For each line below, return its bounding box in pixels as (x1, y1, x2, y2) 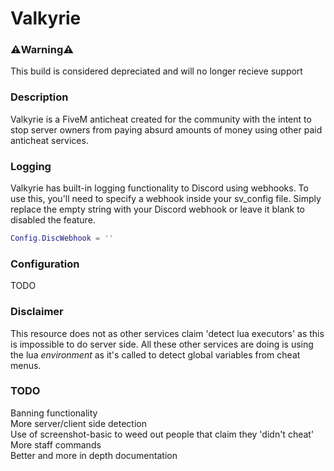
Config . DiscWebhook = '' (10, 233, 114, 244)
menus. (10, 359, 42, 371)
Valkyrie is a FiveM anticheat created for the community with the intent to (10, 113, 312, 125)
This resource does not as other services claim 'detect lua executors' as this (10, 327, 325, 339)
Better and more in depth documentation (10, 449, 178, 461)
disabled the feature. (10, 214, 96, 226)
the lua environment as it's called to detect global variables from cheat (10, 348, 301, 361)
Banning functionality (10, 407, 98, 419)
